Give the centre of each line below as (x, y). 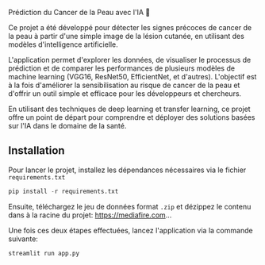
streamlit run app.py (44, 253)
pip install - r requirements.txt (63, 191)
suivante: (23, 239)
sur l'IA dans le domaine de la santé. (67, 126)
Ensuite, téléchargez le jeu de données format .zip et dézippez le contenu (130, 206)
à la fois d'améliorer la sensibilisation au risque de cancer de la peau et (124, 85)
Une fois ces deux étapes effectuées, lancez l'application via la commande (131, 230)
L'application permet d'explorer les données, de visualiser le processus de (130, 60)
